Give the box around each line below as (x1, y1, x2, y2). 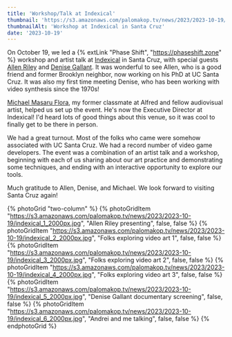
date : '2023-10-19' (7, 29, 64, 37)
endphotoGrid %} (7, 322, 57, 330)
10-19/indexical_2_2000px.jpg (7, 234, 92, 242)
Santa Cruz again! (7, 191, 59, 200)
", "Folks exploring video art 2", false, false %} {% (82, 256, 224, 264)
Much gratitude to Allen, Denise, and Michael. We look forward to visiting (7, 184, 215, 192)
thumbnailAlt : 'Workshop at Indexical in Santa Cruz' (7, 23, 166, 30)
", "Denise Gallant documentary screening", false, (81, 293, 223, 301)
